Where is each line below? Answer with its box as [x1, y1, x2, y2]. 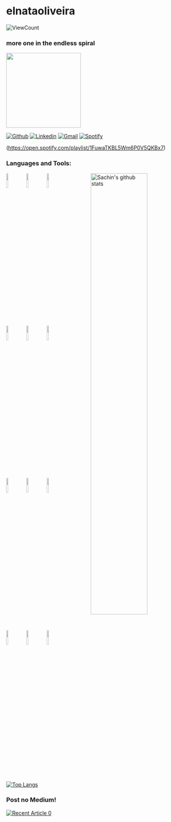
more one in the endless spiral [6, 39, 95, 47]
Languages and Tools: [6, 159, 71, 168]
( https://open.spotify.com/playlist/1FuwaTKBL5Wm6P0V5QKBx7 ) [6, 144, 166, 151]
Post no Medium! [6, 796, 57, 804]
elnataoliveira [6, 4, 76, 18]
